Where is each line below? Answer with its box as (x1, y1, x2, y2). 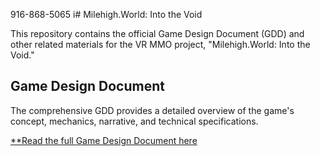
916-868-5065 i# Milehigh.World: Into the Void (10, 9, 203, 20)
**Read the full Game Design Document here (10, 134, 198, 146)
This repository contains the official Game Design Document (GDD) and (10, 28, 305, 39)
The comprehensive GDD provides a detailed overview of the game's (10, 104, 295, 116)
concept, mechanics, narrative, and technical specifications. (10, 115, 259, 127)
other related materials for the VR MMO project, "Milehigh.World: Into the (10, 39, 311, 50)
